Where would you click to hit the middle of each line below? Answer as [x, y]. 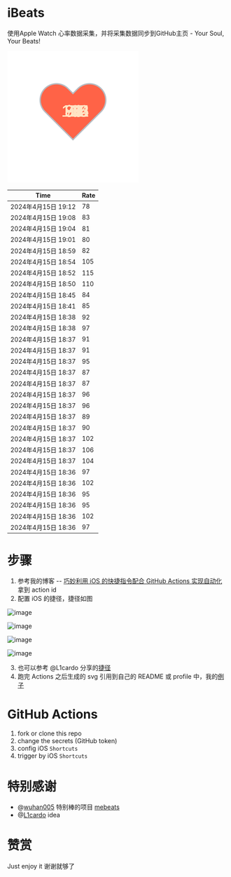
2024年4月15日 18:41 [43, 306]
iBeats [26, 13]
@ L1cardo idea [39, 815]
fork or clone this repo [49, 733]
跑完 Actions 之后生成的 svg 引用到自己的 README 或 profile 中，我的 [118, 677]
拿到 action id [37, 590]
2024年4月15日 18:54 [43, 261]
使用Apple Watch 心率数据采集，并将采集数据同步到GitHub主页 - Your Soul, [116, 33]
